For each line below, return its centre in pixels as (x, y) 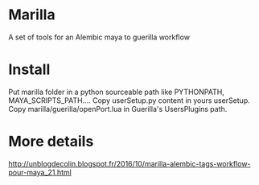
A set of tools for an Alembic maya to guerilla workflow (99, 37)
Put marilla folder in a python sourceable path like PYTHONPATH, (117, 92)
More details (51, 142)
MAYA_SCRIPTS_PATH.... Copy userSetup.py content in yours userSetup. (129, 100)
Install (29, 70)
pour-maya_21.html (40, 172)
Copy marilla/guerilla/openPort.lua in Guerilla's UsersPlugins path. (118, 109)
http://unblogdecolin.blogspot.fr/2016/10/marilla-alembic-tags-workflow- (129, 163)
